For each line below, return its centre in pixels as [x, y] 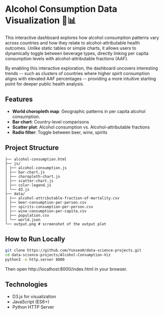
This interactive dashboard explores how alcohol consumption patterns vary [82, 38]
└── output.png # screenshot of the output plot [56, 224]
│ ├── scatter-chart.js [29, 181]
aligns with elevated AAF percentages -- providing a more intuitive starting [81, 79]
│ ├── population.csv [27, 215]
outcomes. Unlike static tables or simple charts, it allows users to [71, 48]
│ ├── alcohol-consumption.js [36, 168]
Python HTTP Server [33, 307]
